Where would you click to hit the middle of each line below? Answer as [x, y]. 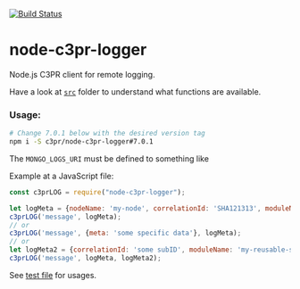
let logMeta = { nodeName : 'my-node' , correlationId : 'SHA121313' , [135, 208]
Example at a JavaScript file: [62, 176]
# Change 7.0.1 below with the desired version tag [107, 134]
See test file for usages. [53, 275]
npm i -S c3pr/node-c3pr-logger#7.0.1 [81, 142]
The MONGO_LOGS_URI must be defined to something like [109, 158]
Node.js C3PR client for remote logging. [82, 74]
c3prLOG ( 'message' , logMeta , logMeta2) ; [86, 259]
